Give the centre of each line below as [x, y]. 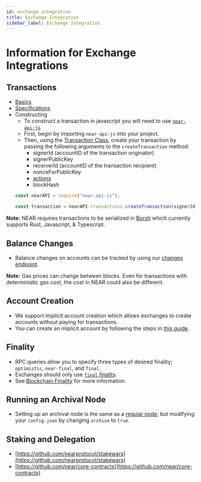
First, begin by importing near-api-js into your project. [91, 134]
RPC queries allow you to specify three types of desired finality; [94, 361]
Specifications [33, 108]
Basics [23, 102]
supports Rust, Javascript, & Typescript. [56, 224]
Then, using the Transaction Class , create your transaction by [100, 140]
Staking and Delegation [51, 439]
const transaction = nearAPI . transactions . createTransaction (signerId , [106, 207]
